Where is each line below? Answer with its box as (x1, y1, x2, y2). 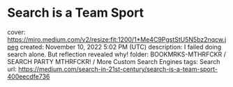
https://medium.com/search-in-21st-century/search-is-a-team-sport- (18, 65, 218, 73)
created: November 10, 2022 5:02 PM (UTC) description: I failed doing (20, 42, 222, 51)
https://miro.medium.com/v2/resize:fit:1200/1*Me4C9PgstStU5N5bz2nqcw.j (7, 35, 227, 43)
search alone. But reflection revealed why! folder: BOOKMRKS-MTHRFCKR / (7, 50, 227, 58)
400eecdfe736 (7, 72, 50, 81)
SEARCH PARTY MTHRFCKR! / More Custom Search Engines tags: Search (7, 57, 220, 65)
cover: (7, 28, 26, 36)
